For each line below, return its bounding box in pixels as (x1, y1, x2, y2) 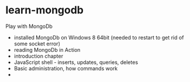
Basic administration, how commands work (13, 65, 118, 72)
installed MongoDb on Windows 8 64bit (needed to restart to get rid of (13, 34, 184, 41)
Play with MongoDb (5, 23, 53, 30)
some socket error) (13, 40, 61, 47)
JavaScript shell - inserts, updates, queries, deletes (13, 59, 139, 66)
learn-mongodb (5, 3, 84, 17)
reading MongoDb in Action (13, 46, 81, 53)
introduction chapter (13, 52, 64, 59)
